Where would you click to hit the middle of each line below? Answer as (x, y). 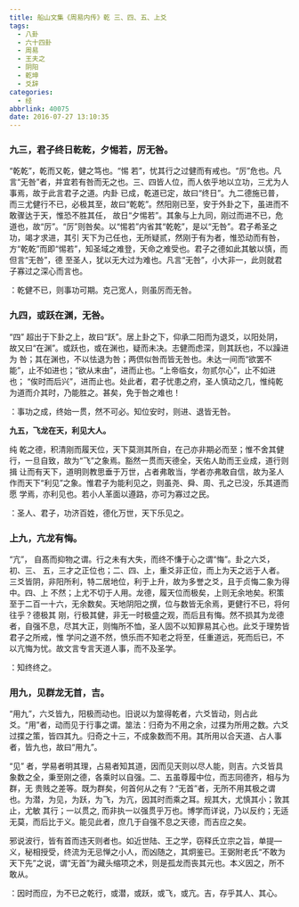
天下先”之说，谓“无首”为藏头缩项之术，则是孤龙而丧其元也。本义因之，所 (143, 863)
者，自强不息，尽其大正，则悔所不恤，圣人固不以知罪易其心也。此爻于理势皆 (149, 626)
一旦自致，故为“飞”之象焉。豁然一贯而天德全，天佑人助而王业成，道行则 (157, 460)
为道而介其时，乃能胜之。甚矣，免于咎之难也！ (95, 392)
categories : (31, 92)
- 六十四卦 (35, 42)
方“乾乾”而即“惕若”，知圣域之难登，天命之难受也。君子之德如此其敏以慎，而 (149, 249)
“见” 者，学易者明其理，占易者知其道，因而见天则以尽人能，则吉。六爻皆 (142, 766)
